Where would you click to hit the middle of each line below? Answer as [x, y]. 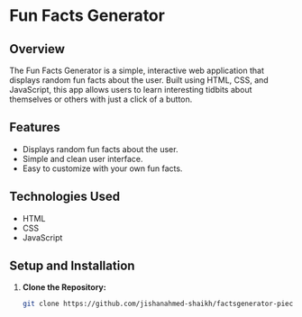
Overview [37, 49]
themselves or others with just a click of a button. [101, 99]
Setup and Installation [72, 266]
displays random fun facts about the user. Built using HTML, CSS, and [139, 80]
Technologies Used [64, 197]
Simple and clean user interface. [82, 158]
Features [35, 127]
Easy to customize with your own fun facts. [102, 168]
